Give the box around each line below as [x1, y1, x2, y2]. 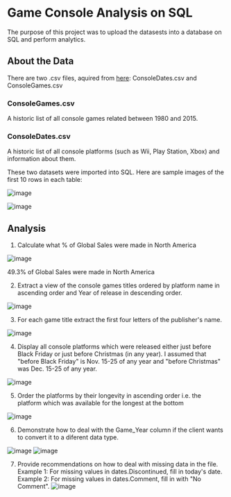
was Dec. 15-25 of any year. [17, 364, 97, 373]
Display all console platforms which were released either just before [17, 342, 212, 351]
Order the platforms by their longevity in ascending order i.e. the [17, 391, 201, 400]
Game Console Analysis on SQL [7, 5, 193, 21]
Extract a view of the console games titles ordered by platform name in [17, 281, 220, 289]
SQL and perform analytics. [7, 35, 86, 43]
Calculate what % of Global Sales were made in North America [17, 241, 196, 249]
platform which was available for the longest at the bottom [17, 399, 184, 407]
